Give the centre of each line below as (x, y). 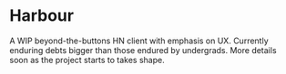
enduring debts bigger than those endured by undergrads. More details (143, 50)
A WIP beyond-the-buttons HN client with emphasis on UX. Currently (139, 41)
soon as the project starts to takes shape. (87, 60)
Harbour (42, 16)
